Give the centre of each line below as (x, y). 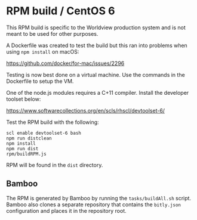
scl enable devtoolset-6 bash (44, 133)
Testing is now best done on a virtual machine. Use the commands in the (96, 75)
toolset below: (24, 99)
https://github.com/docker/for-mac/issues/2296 (65, 63)
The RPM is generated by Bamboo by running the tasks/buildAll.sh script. (99, 198)
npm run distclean (29, 138)
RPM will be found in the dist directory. (55, 165)
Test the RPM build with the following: (53, 122)
